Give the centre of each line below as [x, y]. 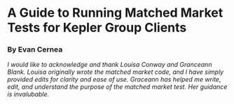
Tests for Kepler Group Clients [97, 28]
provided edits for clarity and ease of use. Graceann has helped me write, [114, 80]
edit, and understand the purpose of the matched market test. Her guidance [117, 87]
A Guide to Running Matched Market [115, 13]
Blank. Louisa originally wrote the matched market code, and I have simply [116, 72]
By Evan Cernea [35, 50]
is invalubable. [28, 94]
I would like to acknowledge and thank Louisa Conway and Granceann [110, 65]
